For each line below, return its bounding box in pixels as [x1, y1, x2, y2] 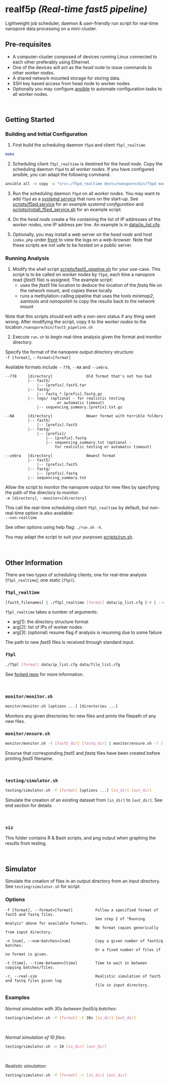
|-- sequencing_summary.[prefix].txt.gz [37, 405, 123, 410]
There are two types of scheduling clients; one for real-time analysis [5, 572, 147, 578]
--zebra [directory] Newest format [5, 453, 116, 458]
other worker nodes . [12, 70, 55, 76]
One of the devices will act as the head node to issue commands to [12, 64, 152, 70]
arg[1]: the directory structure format [12, 619, 89, 625]
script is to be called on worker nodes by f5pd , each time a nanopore [12, 271, 155, 278]
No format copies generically [95, 925, 158, 930]
